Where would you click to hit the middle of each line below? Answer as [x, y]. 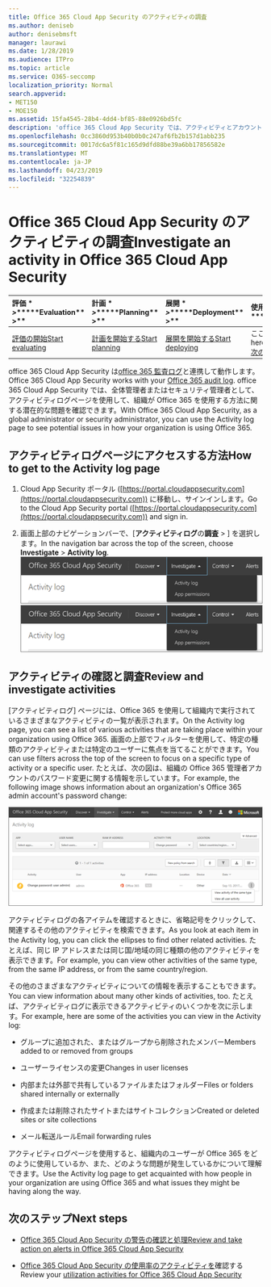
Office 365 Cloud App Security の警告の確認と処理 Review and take [131, 1239]
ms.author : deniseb [41, 25]
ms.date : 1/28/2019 [41, 51]
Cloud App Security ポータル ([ [71, 489]
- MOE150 [23, 111]
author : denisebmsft [43, 34]
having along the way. [45, 1191]
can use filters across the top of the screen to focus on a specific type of [130, 758]
